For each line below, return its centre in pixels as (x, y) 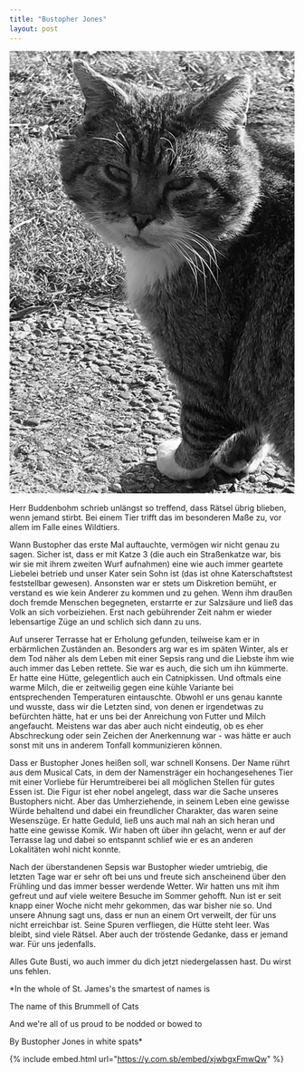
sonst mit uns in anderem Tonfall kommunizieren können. (116, 745)
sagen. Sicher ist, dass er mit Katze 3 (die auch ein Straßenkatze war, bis (146, 555)
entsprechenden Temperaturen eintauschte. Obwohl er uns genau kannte (146, 697)
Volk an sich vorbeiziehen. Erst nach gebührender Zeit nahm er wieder (141, 613)
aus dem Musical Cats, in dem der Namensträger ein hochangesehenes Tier (152, 773)
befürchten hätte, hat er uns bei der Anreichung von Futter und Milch (138, 717)
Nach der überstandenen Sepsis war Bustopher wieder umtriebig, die (139, 867)
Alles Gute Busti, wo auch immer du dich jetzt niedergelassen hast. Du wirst (150, 962)
